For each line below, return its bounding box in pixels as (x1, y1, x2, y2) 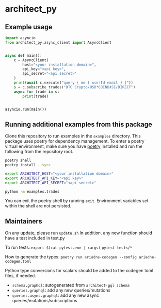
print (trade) (22, 94, 49, 99)
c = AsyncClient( (14, 57, 49, 63)
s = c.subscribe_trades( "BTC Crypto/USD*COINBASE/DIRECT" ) (14, 85, 136, 89)
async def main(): (5, 53, 42, 58)
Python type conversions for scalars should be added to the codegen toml (5, 268, 154, 274)
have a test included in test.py (5, 235, 65, 241)
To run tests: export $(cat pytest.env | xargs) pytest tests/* (5, 244, 132, 251)
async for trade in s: (14, 89, 60, 94)
